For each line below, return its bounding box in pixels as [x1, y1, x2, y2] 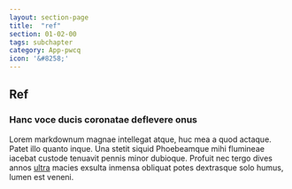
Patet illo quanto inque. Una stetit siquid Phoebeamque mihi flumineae [9, 143, 265, 154]
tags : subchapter [9, 37, 73, 47]
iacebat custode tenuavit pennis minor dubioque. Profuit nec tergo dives [9, 153, 273, 163]
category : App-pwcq [9, 46, 81, 55]
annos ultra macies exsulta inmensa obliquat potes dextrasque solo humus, [9, 161, 284, 173]
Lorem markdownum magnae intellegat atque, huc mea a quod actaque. [9, 134, 272, 145]
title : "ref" [9, 21, 62, 30]
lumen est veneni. [9, 171, 74, 182]
